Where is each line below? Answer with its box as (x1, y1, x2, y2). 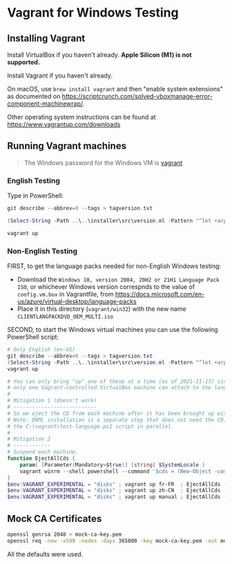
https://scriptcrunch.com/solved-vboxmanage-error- (61, 92, 213, 100)
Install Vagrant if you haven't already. (7, 71, 113, 79)
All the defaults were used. (7, 549, 84, 558)
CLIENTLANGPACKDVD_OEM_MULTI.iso (17, 313, 114, 321)
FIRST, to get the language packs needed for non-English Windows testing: (7, 262, 222, 270)
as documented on (7, 92, 61, 100)
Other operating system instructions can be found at (7, 113, 157, 121)
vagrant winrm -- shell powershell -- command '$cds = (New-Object (19, 468, 212, 475)
